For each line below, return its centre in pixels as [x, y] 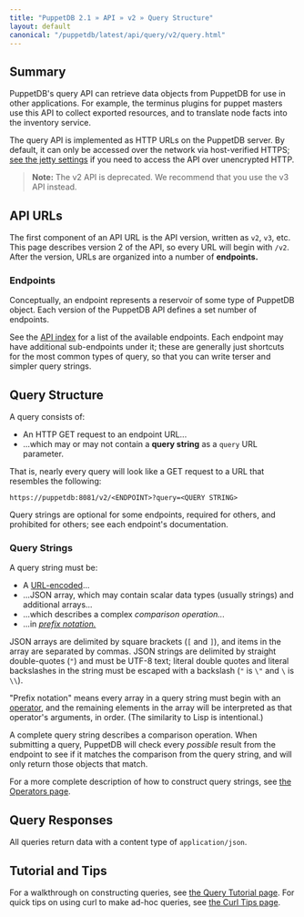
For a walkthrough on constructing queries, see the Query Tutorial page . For [152, 892]
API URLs [36, 215]
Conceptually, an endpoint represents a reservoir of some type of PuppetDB [152, 301]
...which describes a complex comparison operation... [124, 615]
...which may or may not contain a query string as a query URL [140, 444]
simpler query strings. [51, 366]
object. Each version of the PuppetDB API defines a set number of [133, 310]
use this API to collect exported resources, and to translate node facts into [149, 113]
